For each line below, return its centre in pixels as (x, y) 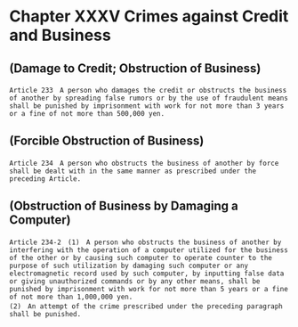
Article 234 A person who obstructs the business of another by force (144, 163)
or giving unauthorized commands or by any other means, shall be (135, 281)
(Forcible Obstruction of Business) (107, 141)
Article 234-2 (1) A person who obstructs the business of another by (145, 242)
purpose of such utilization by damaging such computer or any (129, 266)
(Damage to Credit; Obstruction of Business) (135, 68)
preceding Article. (45, 179)
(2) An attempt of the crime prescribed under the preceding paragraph (146, 306)
